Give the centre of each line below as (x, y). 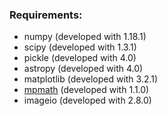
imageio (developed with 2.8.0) (87, 100)
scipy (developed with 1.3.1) (80, 47)
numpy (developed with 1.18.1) (85, 37)
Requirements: (46, 15)
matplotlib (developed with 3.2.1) (91, 79)
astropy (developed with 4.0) (83, 69)
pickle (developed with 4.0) (80, 58)
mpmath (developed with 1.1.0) (86, 90)
